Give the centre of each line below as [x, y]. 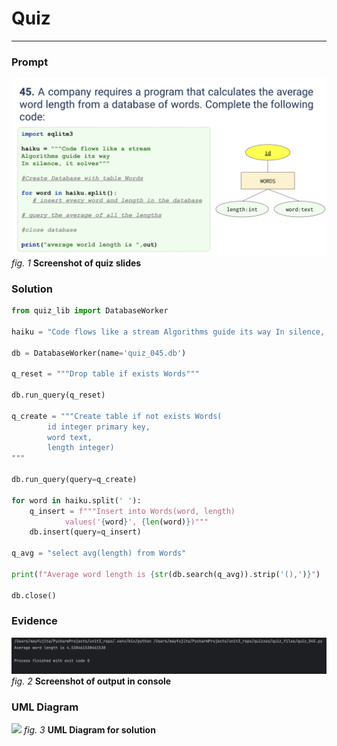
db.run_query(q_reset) [58, 395]
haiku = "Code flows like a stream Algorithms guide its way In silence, [168, 332]
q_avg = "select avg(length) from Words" [99, 553]
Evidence [34, 621]
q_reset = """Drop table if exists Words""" [105, 374]
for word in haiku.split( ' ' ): [76, 500]
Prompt [30, 62]
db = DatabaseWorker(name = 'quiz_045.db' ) [99, 353]
